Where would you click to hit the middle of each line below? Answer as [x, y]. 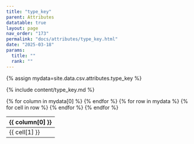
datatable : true [26, 23]
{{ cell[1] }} [25, 132]
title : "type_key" [29, 12]
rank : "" [22, 61]
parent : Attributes [30, 17]
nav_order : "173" [28, 34]
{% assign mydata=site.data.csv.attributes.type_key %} [74, 78]
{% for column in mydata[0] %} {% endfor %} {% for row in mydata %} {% [97, 101]
